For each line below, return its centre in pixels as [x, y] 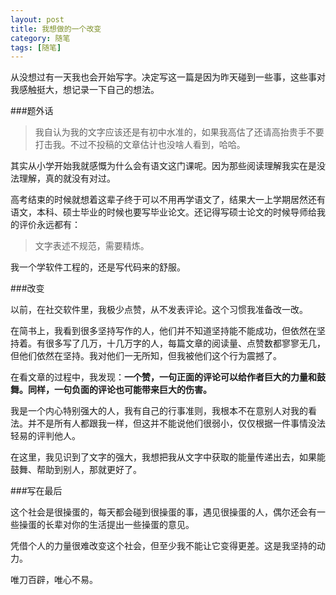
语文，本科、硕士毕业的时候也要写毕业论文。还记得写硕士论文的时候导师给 [163, 212]
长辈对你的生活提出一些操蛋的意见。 [119, 525]
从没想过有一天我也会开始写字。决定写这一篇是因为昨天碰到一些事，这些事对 [168, 77]
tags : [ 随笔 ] [36, 47]
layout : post [37, 19]
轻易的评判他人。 [45, 436]
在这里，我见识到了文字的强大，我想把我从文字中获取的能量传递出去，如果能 [168, 457]
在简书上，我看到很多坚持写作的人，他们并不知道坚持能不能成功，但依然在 [163, 331]
